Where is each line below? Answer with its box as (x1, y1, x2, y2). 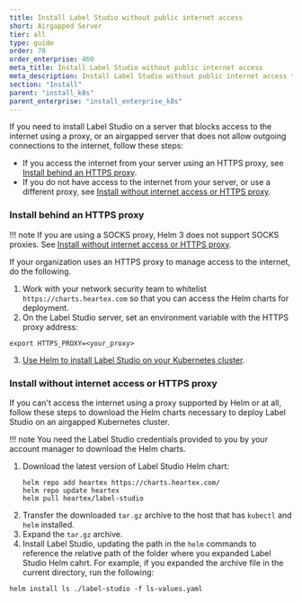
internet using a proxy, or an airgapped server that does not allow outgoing (9, 131, 287, 142)
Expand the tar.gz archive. (22, 528, 123, 539)
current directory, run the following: (22, 567, 155, 578)
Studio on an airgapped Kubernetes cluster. (9, 416, 171, 427)
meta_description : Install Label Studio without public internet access (9, 72, 288, 81)
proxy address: (22, 321, 78, 332)
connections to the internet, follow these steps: (9, 140, 184, 151)
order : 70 (9, 47, 47, 56)
